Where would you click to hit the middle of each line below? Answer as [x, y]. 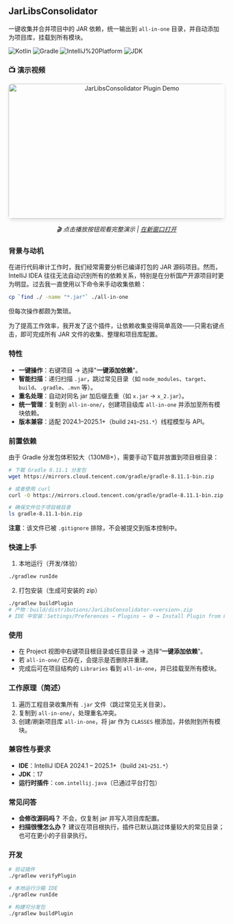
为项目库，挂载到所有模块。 [48, 37]
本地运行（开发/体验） [50, 563]
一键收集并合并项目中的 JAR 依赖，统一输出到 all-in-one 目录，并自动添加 [114, 28]
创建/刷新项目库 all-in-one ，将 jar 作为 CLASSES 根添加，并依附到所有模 [119, 721]
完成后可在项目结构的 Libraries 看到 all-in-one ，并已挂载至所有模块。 [119, 668]
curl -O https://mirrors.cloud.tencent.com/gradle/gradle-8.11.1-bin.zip [116, 495]
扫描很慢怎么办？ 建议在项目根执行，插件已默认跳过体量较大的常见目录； [121, 827]
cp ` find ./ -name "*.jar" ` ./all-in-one [69, 297]
